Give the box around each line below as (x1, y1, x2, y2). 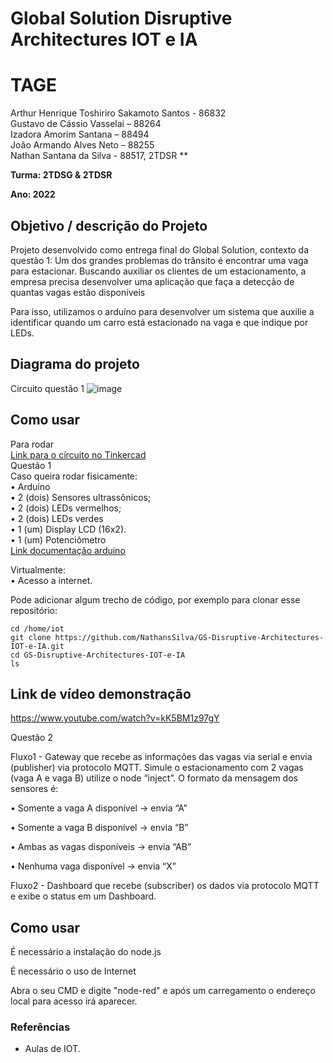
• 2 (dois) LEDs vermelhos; (10, 502, 122, 514)
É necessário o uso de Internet (10, 965, 137, 977)
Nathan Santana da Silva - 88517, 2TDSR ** (10, 150, 189, 162)
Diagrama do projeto (10, 356, 140, 373)
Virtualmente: (10, 563, 66, 576)
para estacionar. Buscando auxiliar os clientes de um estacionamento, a (10, 265, 307, 277)
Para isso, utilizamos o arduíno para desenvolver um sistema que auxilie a (10, 305, 315, 317)
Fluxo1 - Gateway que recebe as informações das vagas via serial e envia (10, 751, 313, 763)
